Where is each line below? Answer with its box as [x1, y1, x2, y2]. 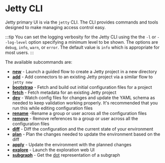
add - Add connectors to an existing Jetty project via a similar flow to [12, 74, 153, 80]
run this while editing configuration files [12, 105, 93, 111]
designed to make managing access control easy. [5, 24, 106, 30]
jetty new [12, 80, 33, 85]
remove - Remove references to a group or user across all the [12, 115, 138, 121]
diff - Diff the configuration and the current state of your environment [12, 126, 154, 132]
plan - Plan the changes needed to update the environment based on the [12, 131, 161, 137]
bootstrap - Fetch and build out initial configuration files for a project [12, 84, 152, 90]
